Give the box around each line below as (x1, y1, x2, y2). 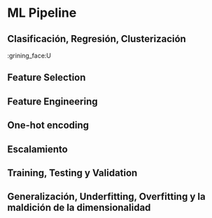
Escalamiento (7, 143, 68, 155)
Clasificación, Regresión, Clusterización (7, 33, 187, 45)
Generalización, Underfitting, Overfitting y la (7, 191, 206, 203)
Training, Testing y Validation (7, 167, 138, 179)
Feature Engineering (7, 95, 98, 107)
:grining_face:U (7, 51, 51, 60)
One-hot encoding (7, 119, 90, 131)
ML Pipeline (7, 5, 77, 21)
